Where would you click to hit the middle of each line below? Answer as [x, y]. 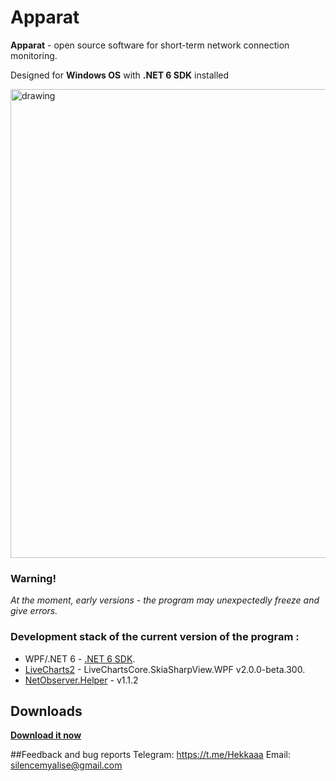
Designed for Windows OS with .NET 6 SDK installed [120, 75]
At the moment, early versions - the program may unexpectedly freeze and [165, 600]
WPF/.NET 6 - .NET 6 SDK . [80, 658]
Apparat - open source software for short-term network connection [150, 45]
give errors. [34, 611]
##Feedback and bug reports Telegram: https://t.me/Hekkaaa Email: [151, 755]
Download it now [46, 735]
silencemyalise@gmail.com [66, 765]
